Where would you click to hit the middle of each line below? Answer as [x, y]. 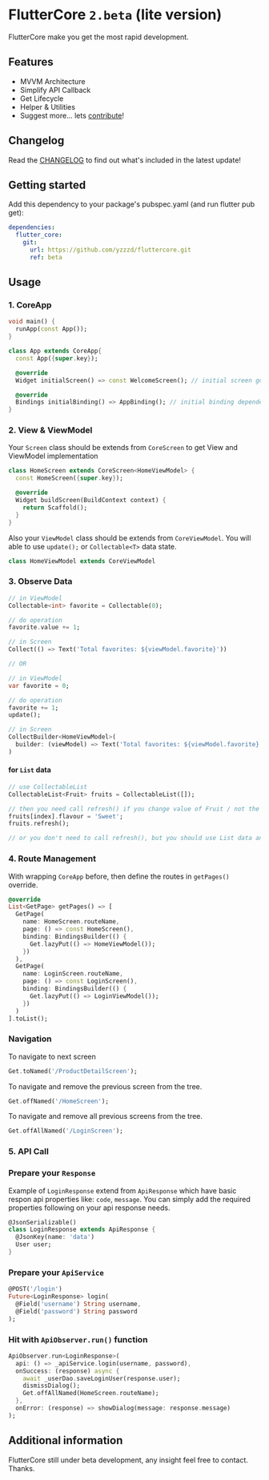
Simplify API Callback [55, 90]
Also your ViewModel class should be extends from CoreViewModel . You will [130, 537]
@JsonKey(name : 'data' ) [55, 1237]
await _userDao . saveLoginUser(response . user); [102, 1378]
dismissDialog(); [52, 1386]
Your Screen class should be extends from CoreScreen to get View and [123, 448]
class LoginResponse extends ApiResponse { [82, 1230]
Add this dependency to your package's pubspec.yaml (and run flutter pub [132, 204]
